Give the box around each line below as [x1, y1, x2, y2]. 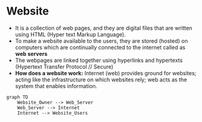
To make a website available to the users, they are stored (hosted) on [15, 37, 188, 44]
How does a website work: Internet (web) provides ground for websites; [15, 69, 197, 76]
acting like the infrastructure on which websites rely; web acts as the [15, 76, 187, 83]
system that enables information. [15, 82, 98, 89]
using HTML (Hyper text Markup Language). [15, 30, 126, 38]
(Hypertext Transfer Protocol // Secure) [15, 63, 113, 70]
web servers [15, 50, 48, 57]
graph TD [6, 94, 29, 100]
